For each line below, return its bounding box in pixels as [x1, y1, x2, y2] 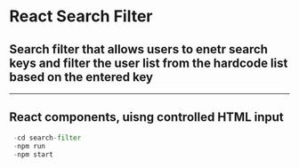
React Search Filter [9, 6, 153, 27]
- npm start [12, 149, 53, 159]
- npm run [12, 141, 46, 150]
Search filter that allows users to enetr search [9, 42, 269, 57]
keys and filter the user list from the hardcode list [9, 55, 288, 70]
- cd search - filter [12, 133, 82, 142]
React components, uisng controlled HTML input [9, 109, 285, 125]
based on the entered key [9, 69, 154, 84]
